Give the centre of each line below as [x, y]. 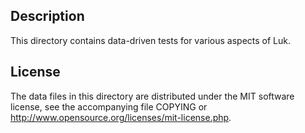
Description [47, 16]
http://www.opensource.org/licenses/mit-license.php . [121, 117]
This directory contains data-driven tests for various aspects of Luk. [150, 40]
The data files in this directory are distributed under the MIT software [152, 96]
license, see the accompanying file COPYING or [109, 106]
